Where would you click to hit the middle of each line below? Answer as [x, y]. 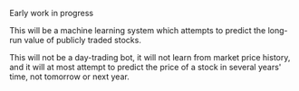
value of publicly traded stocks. [83, 40]
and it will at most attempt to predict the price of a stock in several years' [145, 67]
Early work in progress [51, 13]
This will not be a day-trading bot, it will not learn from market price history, [150, 57]
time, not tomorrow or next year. [69, 77]
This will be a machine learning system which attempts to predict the [138, 30]
